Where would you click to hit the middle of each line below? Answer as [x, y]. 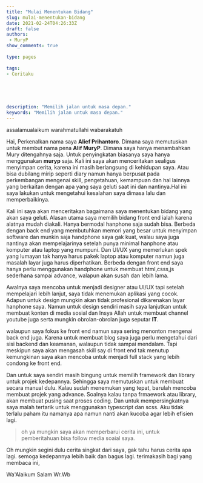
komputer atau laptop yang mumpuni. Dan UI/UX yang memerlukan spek [97, 249]
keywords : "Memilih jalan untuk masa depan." [65, 113]
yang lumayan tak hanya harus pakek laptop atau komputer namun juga [95, 256]
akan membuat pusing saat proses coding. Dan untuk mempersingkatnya [98, 401]
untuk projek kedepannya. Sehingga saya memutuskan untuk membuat [95, 381]
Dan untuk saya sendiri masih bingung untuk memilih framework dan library [101, 375]
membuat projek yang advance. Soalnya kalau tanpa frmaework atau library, [101, 394]
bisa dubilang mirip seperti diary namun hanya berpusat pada [83, 174]
